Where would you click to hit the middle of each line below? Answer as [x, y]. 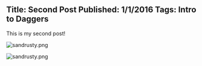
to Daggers [28, 19]
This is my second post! [36, 33]
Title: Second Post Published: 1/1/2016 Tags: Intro [101, 10]
